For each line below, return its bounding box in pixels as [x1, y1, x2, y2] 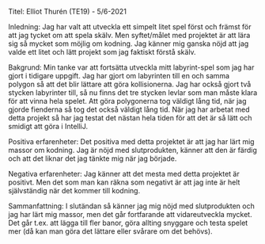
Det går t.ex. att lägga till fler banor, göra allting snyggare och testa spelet [8, 218, 248, 227]
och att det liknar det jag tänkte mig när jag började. [8, 154, 177, 163]
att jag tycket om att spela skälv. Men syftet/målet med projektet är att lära [8, 31, 251, 40]
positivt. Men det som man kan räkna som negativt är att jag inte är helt [8, 177, 240, 187]
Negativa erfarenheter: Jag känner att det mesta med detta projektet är [8, 170, 240, 178]
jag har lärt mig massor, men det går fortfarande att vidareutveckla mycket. [8, 210, 252, 219]
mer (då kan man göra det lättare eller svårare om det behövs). [8, 227, 213, 236]
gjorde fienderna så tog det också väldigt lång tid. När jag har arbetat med [8, 105, 250, 114]
